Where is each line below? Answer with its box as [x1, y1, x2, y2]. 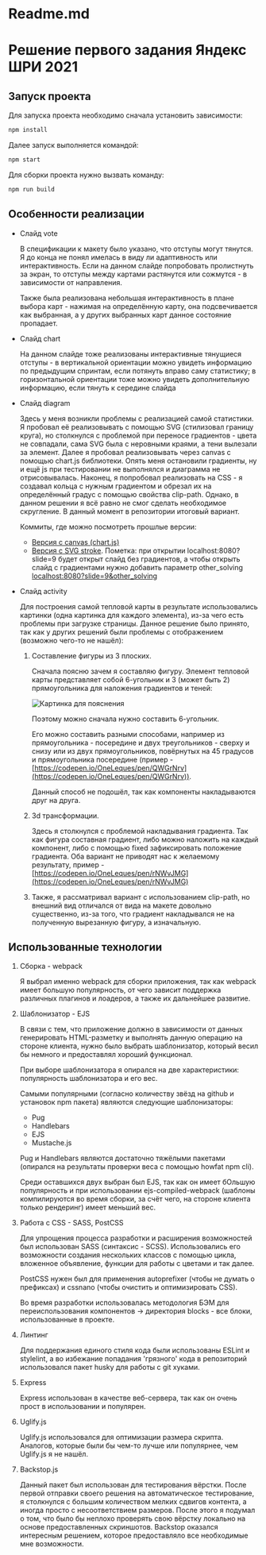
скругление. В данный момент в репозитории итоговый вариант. [19, 506, 240, 516]
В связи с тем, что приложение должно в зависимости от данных [19, 1024, 244, 1034]
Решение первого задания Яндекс [8, 41, 247, 60]
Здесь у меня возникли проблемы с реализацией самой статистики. [19, 414, 254, 423]
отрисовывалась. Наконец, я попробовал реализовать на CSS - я [19, 473, 243, 482]
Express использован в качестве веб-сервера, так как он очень [19, 1393, 237, 1403]
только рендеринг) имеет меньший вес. [19, 1202, 156, 1212]
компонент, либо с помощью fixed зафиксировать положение [31, 843, 242, 852]
